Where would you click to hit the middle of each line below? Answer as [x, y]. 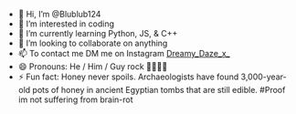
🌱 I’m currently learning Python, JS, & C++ [98, 33]
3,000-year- [264, 77]
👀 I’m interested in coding [66, 24]
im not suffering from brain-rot [76, 99]
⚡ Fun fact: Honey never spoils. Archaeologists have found [128, 77]
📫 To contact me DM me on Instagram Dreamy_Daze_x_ [124, 53]
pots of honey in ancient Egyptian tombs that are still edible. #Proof [159, 90]
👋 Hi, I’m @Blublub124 [59, 14]
